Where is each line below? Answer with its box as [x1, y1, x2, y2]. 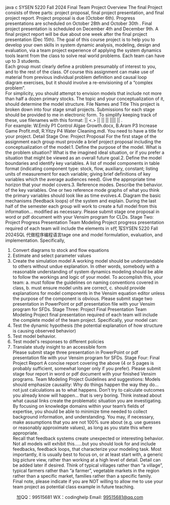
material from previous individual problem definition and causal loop [5, 74, 147, 80]
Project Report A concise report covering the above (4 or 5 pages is [12, 360, 154, 366]
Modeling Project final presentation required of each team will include [12, 312, 158, 318]
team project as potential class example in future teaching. [12, 484, 135, 490]
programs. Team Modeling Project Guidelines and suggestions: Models [12, 376, 161, 382]
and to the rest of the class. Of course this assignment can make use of [5, 69, 154, 75]
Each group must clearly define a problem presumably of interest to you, [5, 63, 157, 69]
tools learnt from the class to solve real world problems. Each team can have [5, 53, 165, 59]
